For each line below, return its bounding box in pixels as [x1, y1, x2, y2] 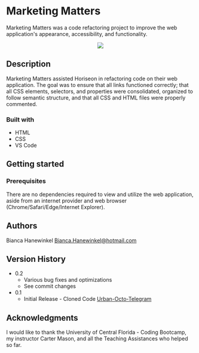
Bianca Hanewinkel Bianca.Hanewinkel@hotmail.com [6, 237, 137, 244]
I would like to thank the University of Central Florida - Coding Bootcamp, [6, 328, 187, 336]
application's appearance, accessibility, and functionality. [6, 30, 148, 37]
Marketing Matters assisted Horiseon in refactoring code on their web [6, 75, 178, 82]
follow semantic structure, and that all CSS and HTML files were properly [6, 94, 186, 101]
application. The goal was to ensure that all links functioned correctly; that [6, 81, 189, 88]
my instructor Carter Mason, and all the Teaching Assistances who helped [6, 335, 188, 342]
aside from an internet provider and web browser [6, 197, 127, 204]
